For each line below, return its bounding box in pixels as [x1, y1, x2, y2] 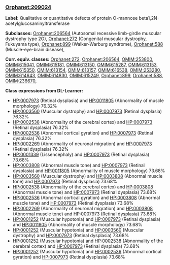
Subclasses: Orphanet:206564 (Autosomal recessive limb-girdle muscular [5, 30, 161, 37]
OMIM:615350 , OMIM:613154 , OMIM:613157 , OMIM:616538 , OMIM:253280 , [5, 67, 161, 73]
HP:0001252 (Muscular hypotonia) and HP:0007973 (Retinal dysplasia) [12, 216, 161, 222]
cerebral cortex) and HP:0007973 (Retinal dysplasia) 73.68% [12, 243, 140, 249]
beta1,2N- [139, 15, 159, 21]
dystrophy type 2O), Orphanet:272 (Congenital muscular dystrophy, [5, 36, 147, 42]
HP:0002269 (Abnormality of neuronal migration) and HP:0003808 [12, 206, 153, 212]
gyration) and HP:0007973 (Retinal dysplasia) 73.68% [12, 254, 125, 260]
